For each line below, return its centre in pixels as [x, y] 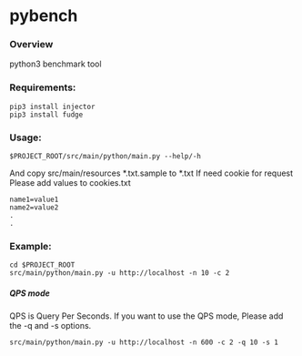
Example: [30, 246]
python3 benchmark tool [55, 64]
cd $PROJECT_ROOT [42, 265]
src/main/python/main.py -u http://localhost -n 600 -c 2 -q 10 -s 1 [144, 342]
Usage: [26, 137]
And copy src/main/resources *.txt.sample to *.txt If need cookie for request [151, 173]
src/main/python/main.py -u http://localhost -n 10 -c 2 [120, 273]
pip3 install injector [52, 107]
